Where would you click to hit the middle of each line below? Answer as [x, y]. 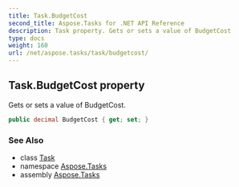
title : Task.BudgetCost [48, 16]
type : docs [26, 38]
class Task [37, 157]
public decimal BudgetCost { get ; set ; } [79, 120]
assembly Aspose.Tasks [60, 174]
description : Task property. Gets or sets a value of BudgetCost [119, 30]
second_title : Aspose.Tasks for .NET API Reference [96, 23]
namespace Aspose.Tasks [63, 166]
